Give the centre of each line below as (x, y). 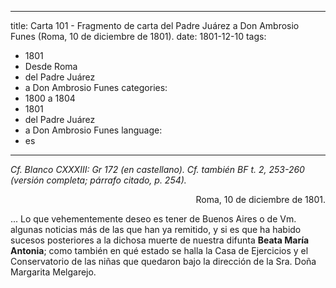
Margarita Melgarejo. (53, 272)
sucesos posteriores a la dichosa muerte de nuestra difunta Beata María (160, 240)
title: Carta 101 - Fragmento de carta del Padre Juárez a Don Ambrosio (155, 25)
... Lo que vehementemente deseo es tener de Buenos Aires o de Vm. (153, 219)
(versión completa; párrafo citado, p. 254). (98, 180)
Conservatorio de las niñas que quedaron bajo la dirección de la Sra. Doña (163, 261)
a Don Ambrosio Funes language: (93, 130)
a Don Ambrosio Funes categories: (96, 87)
